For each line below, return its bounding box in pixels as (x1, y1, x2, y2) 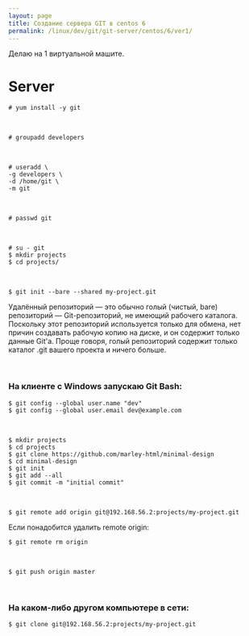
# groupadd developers (8, 134, 85, 142)
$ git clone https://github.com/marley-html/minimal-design (8, 450, 215, 458)
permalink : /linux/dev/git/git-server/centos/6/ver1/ (8, 27, 193, 35)
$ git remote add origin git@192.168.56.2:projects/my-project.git (8, 508, 240, 517)
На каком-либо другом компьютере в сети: (8, 602, 189, 613)
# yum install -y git (8, 104, 81, 112)
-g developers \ (8, 170, 63, 178)
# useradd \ (8, 163, 48, 172)
